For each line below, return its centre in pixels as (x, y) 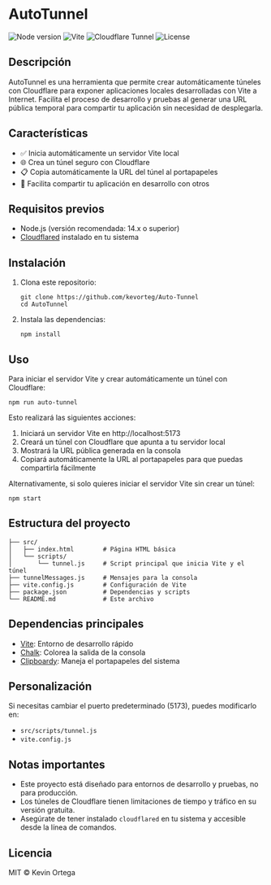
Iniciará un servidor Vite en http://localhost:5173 (100, 433)
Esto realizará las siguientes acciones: (72, 417)
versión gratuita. (47, 810)
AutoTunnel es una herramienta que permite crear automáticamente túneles (135, 81)
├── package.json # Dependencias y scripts (99, 592)
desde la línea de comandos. (68, 827)
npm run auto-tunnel (43, 403)
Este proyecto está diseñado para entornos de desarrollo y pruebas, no (139, 784)
